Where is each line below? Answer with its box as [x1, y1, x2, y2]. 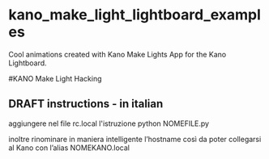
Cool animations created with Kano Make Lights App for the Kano [8, 49, 227, 59]
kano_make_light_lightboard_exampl [8, 6, 262, 24]
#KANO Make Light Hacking [8, 73, 102, 83]
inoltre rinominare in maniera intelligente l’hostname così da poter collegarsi [8, 134, 262, 144]
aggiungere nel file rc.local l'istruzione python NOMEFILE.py [8, 119, 209, 128]
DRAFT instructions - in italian [8, 97, 164, 111]
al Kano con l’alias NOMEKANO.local [8, 143, 130, 153]
